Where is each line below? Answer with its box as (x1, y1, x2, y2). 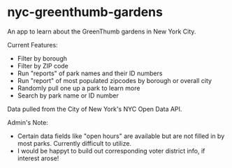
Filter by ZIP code (17, 61, 68, 70)
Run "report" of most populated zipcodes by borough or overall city (17, 76, 212, 84)
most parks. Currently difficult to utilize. (17, 139, 131, 147)
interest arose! (17, 154, 59, 162)
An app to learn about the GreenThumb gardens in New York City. (7, 27, 196, 36)
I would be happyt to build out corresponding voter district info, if (17, 146, 205, 155)
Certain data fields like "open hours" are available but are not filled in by (17, 132, 225, 140)
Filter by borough (17, 54, 68, 63)
